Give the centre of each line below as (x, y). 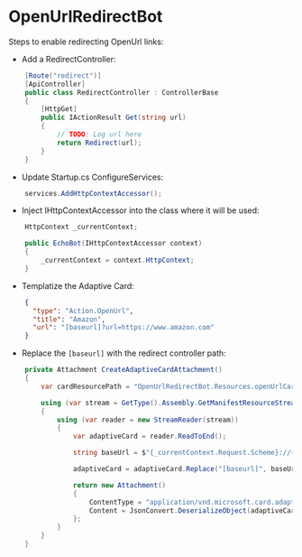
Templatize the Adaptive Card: (78, 285)
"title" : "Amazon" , (69, 319)
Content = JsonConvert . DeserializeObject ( (170, 511)
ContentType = (115, 502)
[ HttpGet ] (59, 109)
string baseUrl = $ (109, 453)
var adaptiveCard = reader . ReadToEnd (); (150, 436)
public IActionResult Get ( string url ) (114, 118)
